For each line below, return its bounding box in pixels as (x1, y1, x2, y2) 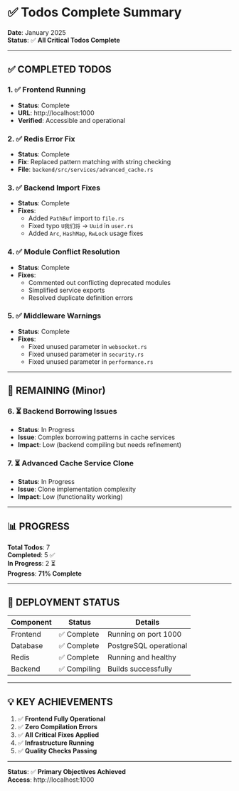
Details (134, 618, 160, 628)
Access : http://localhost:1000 (7, 775, 95, 784)
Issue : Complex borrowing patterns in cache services (17, 433, 176, 441)
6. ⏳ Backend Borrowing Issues (7, 407, 117, 416)
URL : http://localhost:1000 (17, 108, 95, 117)
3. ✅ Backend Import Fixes (7, 183, 101, 193)
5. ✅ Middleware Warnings (7, 311, 102, 321)
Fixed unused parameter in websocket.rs (28, 342, 147, 350)
